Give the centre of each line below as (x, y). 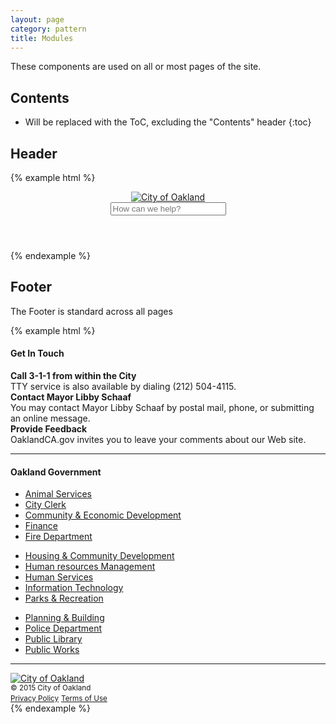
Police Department (63, 628)
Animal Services (58, 494)
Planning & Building (64, 618)
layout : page (37, 19)
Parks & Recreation (64, 598)
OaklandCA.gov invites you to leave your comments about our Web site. (158, 440)
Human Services (59, 577)
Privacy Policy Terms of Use (59, 699)
